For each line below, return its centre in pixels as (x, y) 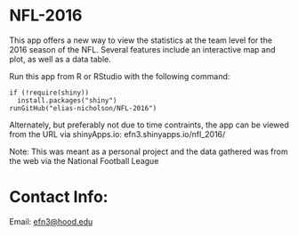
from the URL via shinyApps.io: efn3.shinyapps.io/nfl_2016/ (117, 134)
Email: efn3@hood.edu (51, 221)
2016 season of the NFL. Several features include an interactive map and (142, 49)
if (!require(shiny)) (49, 93)
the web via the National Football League (84, 160)
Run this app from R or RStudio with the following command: (120, 76)
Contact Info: (59, 197)
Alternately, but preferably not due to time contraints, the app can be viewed (149, 125)
